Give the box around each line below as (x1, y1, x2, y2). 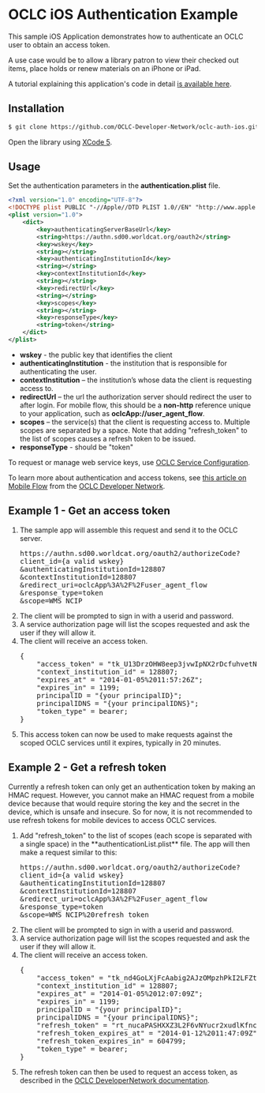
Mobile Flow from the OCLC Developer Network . (8, 481, 166, 490)
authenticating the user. (19, 366, 97, 376)
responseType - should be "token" (19, 442, 134, 452)
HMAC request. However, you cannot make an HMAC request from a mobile (8, 790, 255, 799)
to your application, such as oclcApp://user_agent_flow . (19, 408, 205, 418)
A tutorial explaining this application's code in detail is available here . (8, 79, 233, 88)
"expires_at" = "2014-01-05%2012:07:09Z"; (36, 989, 203, 998)
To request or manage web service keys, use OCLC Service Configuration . (8, 457, 251, 467)
